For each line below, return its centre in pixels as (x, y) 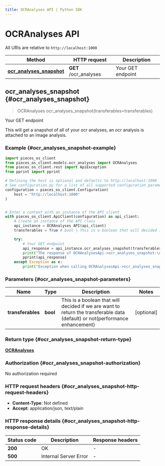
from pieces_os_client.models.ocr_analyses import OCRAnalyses (71, 163)
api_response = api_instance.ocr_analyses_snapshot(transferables (92, 248)
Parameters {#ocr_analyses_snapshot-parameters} (68, 279)
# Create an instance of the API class (55, 221)
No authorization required (31, 373)
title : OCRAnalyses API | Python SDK (44, 10)
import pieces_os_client (30, 158)
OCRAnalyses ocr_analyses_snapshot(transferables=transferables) (85, 111)
